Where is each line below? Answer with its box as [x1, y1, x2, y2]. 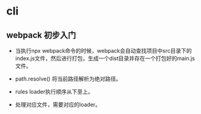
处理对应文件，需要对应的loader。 [15, 101, 101, 108]
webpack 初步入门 [6, 30, 76, 40]
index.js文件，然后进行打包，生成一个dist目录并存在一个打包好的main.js [15, 55, 195, 62]
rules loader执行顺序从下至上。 [15, 88, 94, 95]
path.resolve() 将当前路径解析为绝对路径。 [15, 75, 122, 82]
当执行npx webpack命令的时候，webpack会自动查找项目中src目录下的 [15, 47, 192, 54]
